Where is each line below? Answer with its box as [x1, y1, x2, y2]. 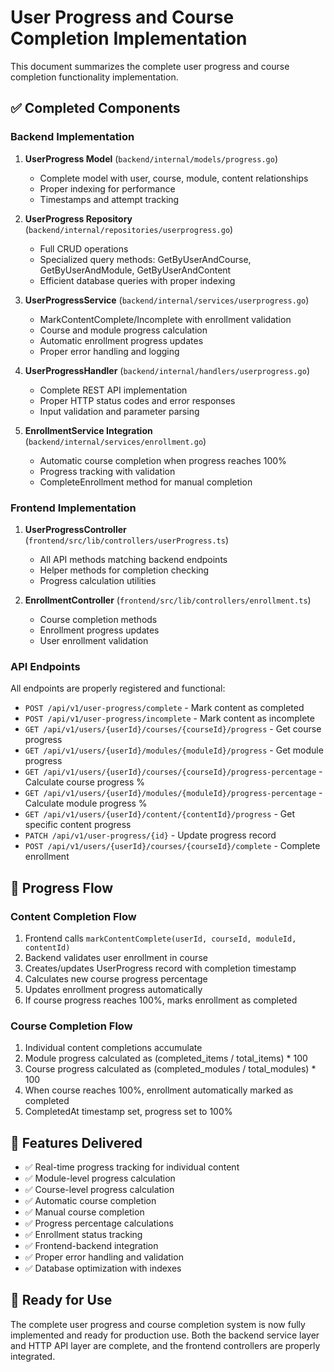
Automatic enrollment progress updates [39, 334, 204, 346]
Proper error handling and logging [39, 345, 180, 357]
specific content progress [24, 819, 132, 831]
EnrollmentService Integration [24, 424, 153, 436]
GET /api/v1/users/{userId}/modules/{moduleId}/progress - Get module [24, 744, 324, 756]
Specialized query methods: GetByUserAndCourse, [39, 253, 252, 265]
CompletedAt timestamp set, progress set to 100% [24, 1106, 233, 1118]
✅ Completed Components [10, 100, 181, 117]
